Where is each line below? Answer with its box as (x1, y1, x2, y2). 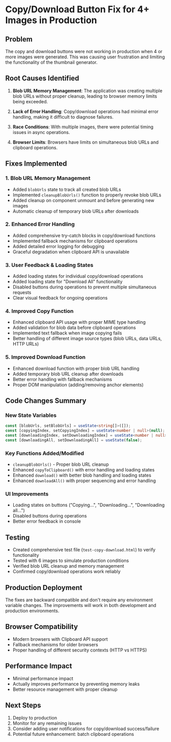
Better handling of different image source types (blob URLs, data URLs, (12, 335, 162, 342)
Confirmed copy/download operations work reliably (12, 569, 121, 575)
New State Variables (5, 412, 57, 419)
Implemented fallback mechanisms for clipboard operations (12, 238, 138, 244)
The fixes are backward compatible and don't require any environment (5, 597, 153, 603)
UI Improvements (5, 490, 49, 498)
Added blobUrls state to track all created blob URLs (12, 186, 121, 192)
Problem (5, 35, 33, 43)
